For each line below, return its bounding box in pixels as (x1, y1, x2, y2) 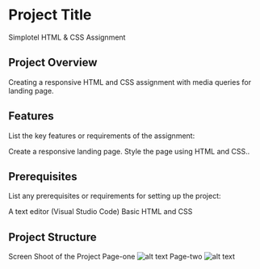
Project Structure (8, 230, 97, 244)
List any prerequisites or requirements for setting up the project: (8, 191, 221, 201)
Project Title (8, 6, 92, 24)
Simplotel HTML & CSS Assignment (8, 32, 126, 42)
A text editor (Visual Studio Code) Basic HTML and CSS (8, 207, 193, 216)
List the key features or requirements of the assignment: (8, 131, 195, 141)
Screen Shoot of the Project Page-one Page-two (8, 252, 203, 262)
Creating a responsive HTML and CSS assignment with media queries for (8, 77, 252, 86)
